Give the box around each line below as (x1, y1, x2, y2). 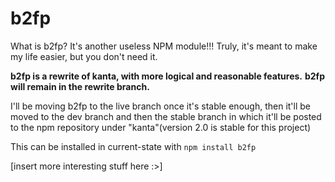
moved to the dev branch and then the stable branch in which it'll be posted (10, 110, 322, 122)
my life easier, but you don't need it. (10, 50, 158, 62)
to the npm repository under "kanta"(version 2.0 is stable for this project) (10, 121, 312, 133)
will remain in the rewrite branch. (10, 80, 150, 92)
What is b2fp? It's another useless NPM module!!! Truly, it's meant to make (10, 40, 318, 52)
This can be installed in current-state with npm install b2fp (10, 140, 257, 152)
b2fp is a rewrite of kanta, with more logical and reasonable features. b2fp (10, 70, 325, 82)
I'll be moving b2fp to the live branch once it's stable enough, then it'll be (10, 100, 311, 112)
